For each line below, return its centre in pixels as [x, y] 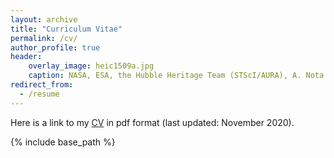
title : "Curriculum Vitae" [66, 29]
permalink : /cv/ [44, 38]
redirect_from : [42, 85]
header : [26, 57]
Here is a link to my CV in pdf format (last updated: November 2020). [152, 122]
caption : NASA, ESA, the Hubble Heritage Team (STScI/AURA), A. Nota [176, 76]
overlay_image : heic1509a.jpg [91, 66]
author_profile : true [55, 47]
